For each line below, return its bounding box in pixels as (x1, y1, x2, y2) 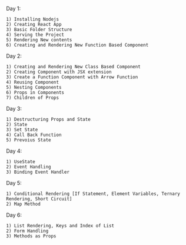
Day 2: (6, 52, 22, 59)
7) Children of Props (6, 95, 59, 101)
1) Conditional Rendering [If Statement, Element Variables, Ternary (6, 191, 181, 197)
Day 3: (6, 105, 22, 112)
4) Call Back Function (6, 132, 62, 138)
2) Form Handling (6, 228, 49, 234)
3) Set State (6, 127, 38, 133)
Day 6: (6, 211, 22, 218)
